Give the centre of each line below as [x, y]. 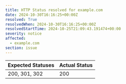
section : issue [21, 48]
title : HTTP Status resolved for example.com [54, 10]
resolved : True [21, 19]
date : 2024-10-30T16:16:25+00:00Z [42, 15]
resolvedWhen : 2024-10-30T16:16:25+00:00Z [51, 24]
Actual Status [76, 65]
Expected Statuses [31, 65]
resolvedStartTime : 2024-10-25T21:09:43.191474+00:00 [63, 29]
